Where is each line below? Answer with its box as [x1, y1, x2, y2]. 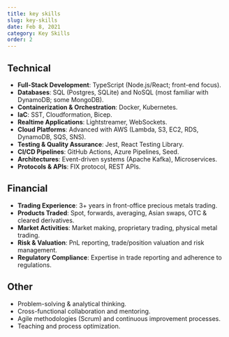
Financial [7, 182, 48, 194]
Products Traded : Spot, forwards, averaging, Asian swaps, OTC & [17, 208, 207, 217]
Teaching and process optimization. [17, 322, 121, 330]
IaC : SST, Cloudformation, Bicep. [17, 110, 113, 119]
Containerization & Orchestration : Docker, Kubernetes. [17, 103, 178, 111]
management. [17, 245, 58, 254]
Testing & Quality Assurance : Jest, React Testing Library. [17, 140, 184, 148]
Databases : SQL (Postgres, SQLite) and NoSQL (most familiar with [17, 88, 209, 96]
